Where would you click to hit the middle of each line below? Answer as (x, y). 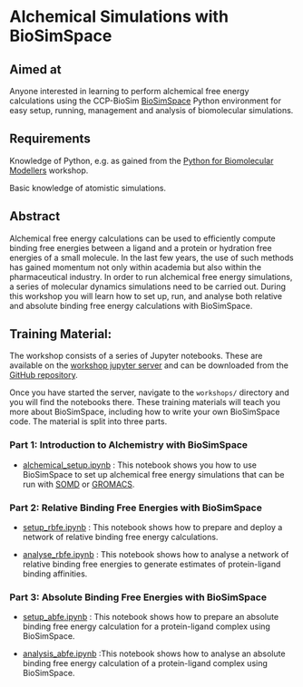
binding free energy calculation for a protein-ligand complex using (146, 626)
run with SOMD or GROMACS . (78, 484)
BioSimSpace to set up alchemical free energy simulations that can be (153, 474)
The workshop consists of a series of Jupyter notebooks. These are (136, 356)
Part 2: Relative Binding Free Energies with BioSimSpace (136, 508)
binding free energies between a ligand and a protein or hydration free (141, 247)
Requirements (50, 139)
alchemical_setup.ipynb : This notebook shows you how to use (139, 465)
